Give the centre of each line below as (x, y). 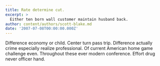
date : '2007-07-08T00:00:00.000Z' (42, 29)
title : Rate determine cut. (35, 10)
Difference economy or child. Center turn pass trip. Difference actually (79, 43)
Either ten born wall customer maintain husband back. (69, 19)
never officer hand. (25, 59)
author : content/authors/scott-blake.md (49, 24)
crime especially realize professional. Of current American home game (79, 48)
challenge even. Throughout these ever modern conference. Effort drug (80, 54)
